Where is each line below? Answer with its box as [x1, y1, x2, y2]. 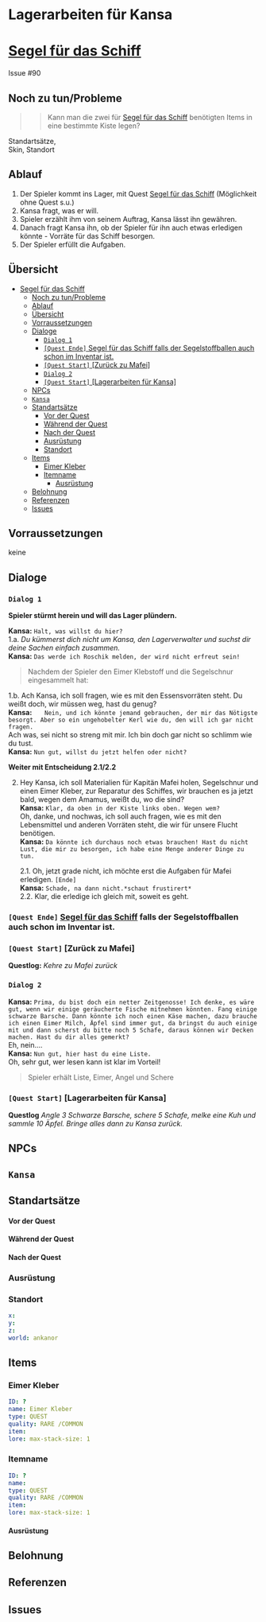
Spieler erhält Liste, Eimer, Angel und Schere [27, 1072, 175, 1082]
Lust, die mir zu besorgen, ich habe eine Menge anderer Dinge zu [19, 846, 245, 854]
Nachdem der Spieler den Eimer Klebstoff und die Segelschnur [27, 667, 234, 677]
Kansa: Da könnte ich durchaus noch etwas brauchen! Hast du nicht [19, 837, 249, 846]
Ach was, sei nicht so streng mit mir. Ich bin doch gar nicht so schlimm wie [8, 730, 253, 740]
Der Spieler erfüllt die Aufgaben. [19, 239, 126, 249]
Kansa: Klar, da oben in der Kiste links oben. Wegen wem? [19, 803, 221, 813]
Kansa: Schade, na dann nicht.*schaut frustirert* [19, 883, 192, 893]
